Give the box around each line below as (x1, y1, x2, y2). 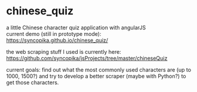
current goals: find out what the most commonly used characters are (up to (6, 66, 192, 73)
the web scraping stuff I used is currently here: (6, 48, 121, 55)
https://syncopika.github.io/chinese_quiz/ (6, 36, 109, 44)
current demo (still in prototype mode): (6, 30, 101, 37)
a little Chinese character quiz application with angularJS (6, 24, 146, 31)
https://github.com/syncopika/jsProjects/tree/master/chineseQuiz (6, 54, 168, 62)
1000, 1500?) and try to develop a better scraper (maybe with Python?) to (6, 72, 186, 79)
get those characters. (6, 79, 59, 86)
